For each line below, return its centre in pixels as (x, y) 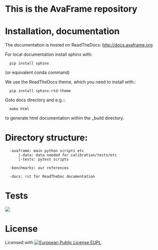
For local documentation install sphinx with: (49, 54)
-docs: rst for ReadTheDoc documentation (52, 177)
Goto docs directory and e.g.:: (35, 100)
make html (19, 109)
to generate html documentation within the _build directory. (65, 118)
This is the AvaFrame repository (71, 9)
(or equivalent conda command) (37, 72)
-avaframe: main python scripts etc (47, 151)
